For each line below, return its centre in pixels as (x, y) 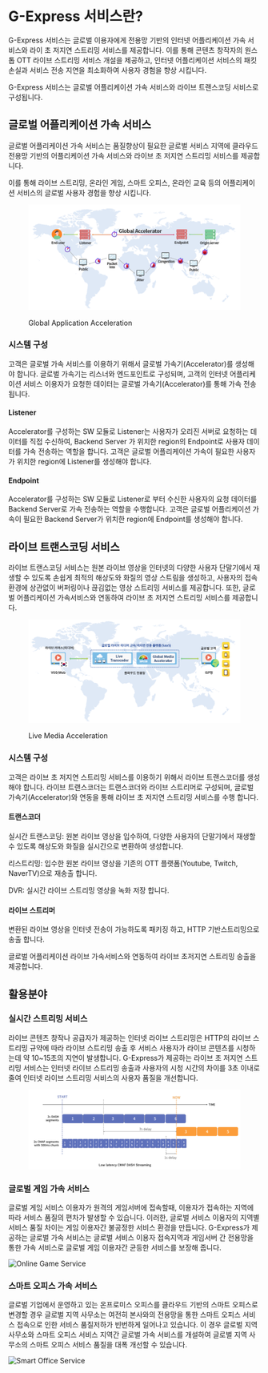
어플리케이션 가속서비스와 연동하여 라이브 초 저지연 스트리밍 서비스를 (123, 598)
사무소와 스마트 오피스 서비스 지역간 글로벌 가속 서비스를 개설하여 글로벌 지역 (128, 1335)
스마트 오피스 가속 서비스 (53, 1286)
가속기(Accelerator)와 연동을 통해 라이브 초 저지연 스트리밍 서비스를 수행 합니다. (133, 797)
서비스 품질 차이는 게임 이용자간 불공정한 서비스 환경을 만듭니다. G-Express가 (129, 1228)
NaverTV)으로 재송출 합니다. (53, 873)
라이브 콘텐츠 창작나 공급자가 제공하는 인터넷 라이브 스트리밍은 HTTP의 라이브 (130, 1038)
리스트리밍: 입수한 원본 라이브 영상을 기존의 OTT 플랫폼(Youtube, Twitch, (123, 863)
